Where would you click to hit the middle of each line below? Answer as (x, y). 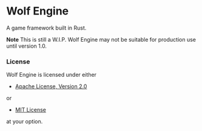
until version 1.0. (27, 46)
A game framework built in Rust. (46, 28)
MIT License (31, 110)
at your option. (25, 121)
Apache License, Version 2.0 (51, 86)
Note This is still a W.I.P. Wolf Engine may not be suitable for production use (101, 39)
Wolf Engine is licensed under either (52, 75)
